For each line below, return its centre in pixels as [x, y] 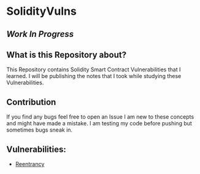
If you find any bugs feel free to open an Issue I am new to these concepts [100, 117]
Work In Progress [40, 34]
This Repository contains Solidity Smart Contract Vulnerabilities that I [94, 69]
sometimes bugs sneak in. [39, 130]
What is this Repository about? [67, 54]
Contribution [31, 102]
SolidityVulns [41, 11]
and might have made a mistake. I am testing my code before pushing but [99, 124]
